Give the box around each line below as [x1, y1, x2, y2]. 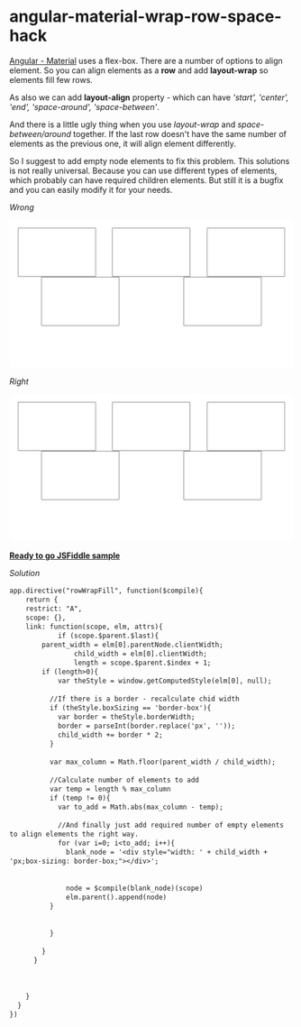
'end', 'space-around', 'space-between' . [9, 101, 160, 112]
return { [25, 595, 59, 604]
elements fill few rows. [9, 74, 93, 85]
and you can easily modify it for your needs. [9, 184, 173, 195]
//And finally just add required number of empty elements [57, 821, 284, 830]
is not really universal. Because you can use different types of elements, [9, 165, 278, 176]
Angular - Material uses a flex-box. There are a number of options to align [9, 55, 284, 66]
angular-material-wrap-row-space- [9, 6, 282, 27]
